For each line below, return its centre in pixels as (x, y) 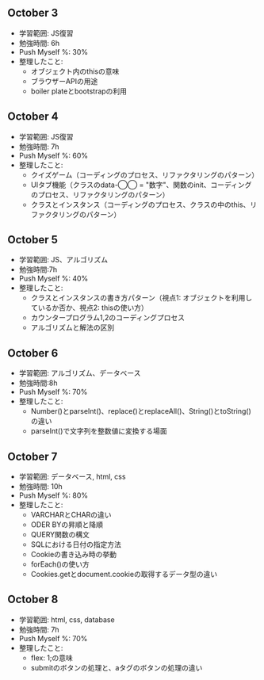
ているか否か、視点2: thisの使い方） (89, 308)
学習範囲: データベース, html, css (72, 477)
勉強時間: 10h (40, 487)
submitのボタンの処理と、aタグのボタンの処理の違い (117, 667)
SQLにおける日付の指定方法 (76, 544)
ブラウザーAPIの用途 (64, 81)
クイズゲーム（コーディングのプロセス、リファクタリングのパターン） (145, 174)
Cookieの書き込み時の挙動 (73, 555)
